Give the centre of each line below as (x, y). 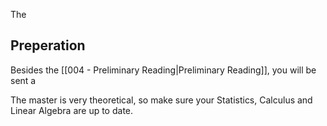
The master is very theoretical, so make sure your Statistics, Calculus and (161, 100)
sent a (23, 80)
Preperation (48, 45)
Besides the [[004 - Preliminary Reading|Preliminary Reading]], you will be (163, 70)
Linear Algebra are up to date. (72, 110)
